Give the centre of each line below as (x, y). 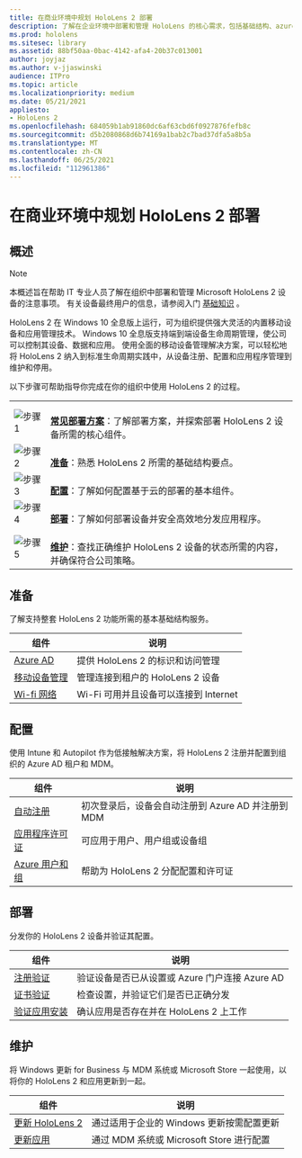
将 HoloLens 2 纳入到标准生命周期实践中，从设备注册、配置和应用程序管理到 (151, 356)
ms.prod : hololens (44, 34)
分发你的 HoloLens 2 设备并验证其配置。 (84, 936)
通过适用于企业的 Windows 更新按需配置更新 (186, 1123)
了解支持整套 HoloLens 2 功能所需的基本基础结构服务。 (111, 619)
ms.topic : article (44, 85)
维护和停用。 (33, 368)
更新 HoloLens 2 (49, 1123)
